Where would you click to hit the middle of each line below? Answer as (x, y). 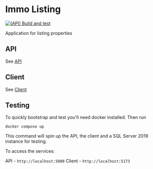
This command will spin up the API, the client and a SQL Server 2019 (77, 136)
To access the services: (30, 151)
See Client (16, 89)
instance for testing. (26, 141)
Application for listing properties (39, 33)
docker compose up (25, 127)
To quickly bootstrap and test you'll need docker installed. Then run (76, 117)
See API (13, 61)
